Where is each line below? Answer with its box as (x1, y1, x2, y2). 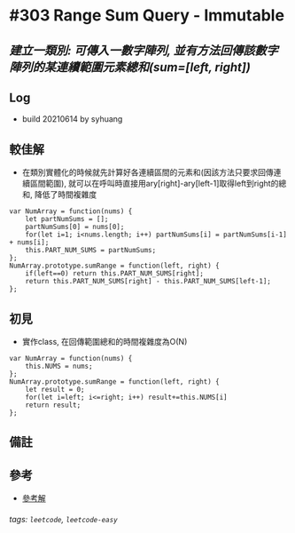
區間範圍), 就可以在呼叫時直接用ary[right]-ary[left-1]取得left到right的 (29, 179, 279, 189)
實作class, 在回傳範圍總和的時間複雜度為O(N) (21, 337, 188, 347)
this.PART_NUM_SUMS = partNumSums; (25, 246, 157, 255)
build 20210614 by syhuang (21, 114, 123, 124)
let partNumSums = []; (25, 215, 109, 224)
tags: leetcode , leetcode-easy (9, 513, 118, 524)
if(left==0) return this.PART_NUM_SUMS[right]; (25, 269, 204, 278)
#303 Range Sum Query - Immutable (9, 5, 285, 26)
